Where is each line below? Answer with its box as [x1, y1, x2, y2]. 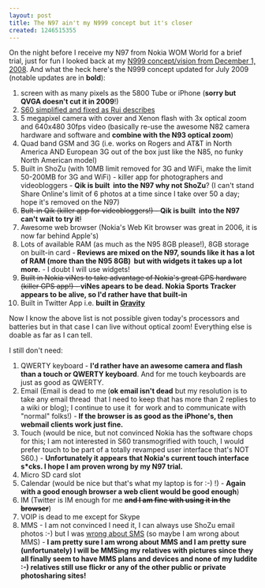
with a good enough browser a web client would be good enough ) [20, 487, 240, 496]
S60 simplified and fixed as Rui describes [20, 105, 155, 115]
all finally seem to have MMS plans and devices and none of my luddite [20, 554, 258, 563]
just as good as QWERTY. [20, 378, 104, 387]
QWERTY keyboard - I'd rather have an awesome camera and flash [20, 361, 243, 371]
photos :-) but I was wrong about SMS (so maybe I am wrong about [20, 529, 240, 538]
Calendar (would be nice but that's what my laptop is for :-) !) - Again [20, 479, 246, 488]
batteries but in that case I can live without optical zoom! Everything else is [9, 322, 252, 332]
